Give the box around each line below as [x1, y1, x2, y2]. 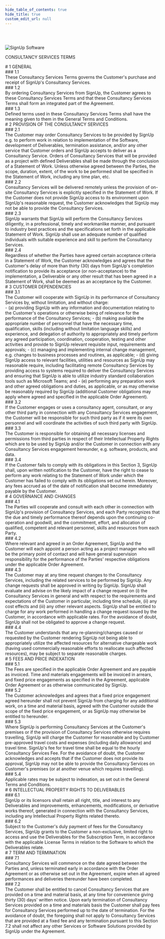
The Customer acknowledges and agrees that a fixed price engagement [5, 692, 151, 698]
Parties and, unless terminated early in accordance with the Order [5, 866, 138, 871]
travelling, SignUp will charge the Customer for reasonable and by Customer [5, 734, 160, 740]
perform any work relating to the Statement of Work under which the [5, 472, 144, 478]
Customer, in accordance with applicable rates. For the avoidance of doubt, [5, 614, 158, 620]
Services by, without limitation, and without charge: [5, 299, 109, 306]
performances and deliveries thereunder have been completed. [5, 876, 134, 882]
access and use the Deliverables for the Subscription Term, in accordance [5, 834, 155, 840]
